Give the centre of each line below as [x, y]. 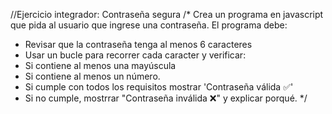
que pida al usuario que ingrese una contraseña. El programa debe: [149, 25]
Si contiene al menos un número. [92, 76]
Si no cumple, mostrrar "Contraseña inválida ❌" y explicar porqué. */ [166, 98]
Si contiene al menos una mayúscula [100, 65]
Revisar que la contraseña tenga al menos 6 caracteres [138, 44]
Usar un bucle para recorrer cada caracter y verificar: [135, 55]
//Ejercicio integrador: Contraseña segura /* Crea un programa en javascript [167, 14]
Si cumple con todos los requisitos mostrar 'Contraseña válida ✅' [159, 87]
